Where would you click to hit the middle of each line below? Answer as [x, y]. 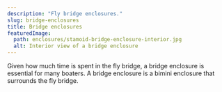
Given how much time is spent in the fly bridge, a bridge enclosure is [106, 66]
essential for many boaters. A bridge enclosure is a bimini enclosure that [111, 73]
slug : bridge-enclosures [43, 20]
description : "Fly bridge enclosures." [65, 14]
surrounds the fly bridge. [43, 80]
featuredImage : [29, 33]
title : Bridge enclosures [45, 26]
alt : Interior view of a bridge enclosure [76, 46]
